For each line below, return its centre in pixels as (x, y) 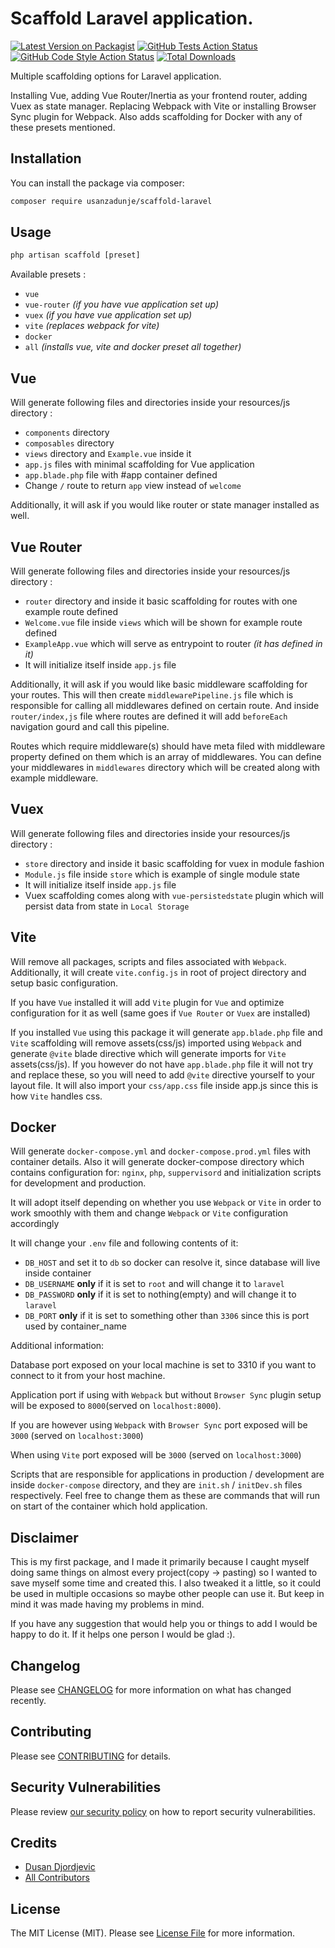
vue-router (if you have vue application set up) (122, 304)
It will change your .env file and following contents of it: (124, 1243)
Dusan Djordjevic (60, 1867)
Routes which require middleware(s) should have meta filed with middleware (168, 746)
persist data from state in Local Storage (107, 906)
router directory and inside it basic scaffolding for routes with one (161, 601)
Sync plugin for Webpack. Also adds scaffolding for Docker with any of (156, 116)
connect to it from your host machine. (88, 1376)
